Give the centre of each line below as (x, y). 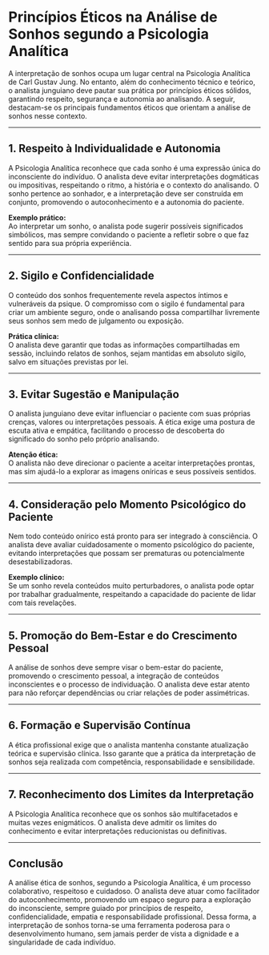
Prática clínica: (34, 336)
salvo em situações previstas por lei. (68, 361)
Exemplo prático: (37, 217)
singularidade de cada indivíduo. (62, 942)
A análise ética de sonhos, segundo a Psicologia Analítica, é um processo (130, 883)
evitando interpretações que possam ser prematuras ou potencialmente (126, 554)
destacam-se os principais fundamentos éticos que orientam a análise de (129, 107)
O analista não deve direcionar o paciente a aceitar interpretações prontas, (132, 463)
